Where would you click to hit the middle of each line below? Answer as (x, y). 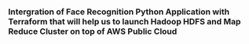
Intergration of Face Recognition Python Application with (119, 12)
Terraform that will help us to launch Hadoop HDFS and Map (124, 21)
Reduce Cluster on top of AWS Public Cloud (93, 31)
